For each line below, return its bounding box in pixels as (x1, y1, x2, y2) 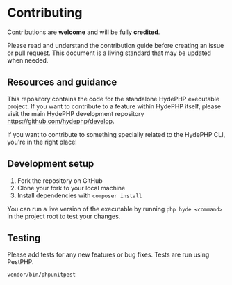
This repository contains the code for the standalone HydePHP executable (7, 95, 220, 103)
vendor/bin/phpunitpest (7, 271, 76, 279)
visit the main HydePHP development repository (7, 109, 144, 117)
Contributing (7, 5, 83, 21)
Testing (7, 231, 41, 244)
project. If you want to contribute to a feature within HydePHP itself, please (7, 102, 222, 111)
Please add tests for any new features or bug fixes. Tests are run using (7, 250, 210, 259)
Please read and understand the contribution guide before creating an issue (7, 41, 224, 49)
